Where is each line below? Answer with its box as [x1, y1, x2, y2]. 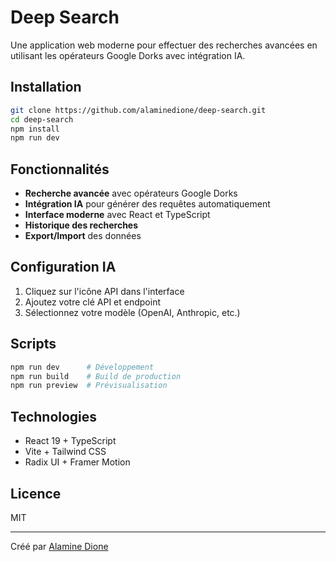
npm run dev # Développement [10, 362, 155, 372]
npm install [10, 124, 60, 134]
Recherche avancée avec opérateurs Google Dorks [24, 187, 238, 200]
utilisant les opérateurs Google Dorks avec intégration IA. [10, 49, 246, 61]
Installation [10, 79, 82, 96]
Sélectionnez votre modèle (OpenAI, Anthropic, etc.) [24, 306, 241, 318]
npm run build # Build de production [10, 371, 182, 381]
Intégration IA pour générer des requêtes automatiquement [24, 198, 271, 210]
